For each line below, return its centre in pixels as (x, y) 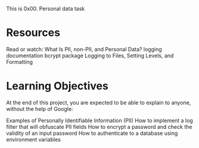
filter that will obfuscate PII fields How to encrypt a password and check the (99, 127)
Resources (33, 33)
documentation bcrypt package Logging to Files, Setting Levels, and (90, 55)
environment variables (34, 139)
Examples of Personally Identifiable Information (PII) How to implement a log (100, 120)
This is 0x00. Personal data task (46, 9)
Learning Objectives (57, 86)
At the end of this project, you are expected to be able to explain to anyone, (99, 102)
